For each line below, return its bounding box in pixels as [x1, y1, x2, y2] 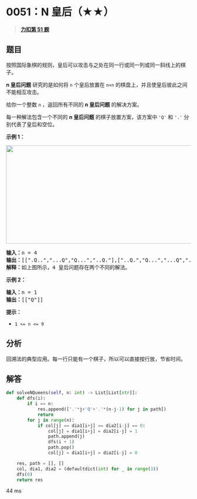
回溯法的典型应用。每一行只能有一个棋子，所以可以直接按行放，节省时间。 [6, 355, 186, 362]
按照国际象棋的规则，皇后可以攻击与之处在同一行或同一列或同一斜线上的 [6, 61, 181, 68]
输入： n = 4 [6, 249, 38, 256]
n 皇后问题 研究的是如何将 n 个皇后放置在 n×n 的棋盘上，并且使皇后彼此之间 [6, 81, 188, 88]
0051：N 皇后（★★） [6, 5, 114, 19]
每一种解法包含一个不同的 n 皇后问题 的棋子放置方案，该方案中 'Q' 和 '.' [6, 113, 183, 120]
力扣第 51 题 [20, 26, 50, 33]
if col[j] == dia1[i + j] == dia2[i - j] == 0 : [37, 423, 145, 429]
